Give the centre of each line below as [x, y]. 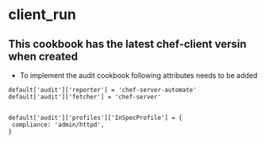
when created [43, 56]
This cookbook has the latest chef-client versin [128, 44]
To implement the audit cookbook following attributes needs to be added [138, 75]
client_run [42, 15]
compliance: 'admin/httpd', [58, 125]
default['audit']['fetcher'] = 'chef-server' [84, 97]
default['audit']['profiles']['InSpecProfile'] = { [95, 118]
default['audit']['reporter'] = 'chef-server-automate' [102, 90]
